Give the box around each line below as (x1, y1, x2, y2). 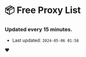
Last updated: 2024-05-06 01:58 (12, 37, 79, 43)
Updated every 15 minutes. (5, 26, 73, 33)
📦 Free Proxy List (5, 5, 81, 16)
